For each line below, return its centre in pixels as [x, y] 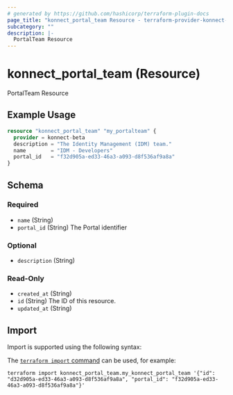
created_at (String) [44, 293]
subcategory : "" [31, 26]
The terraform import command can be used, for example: [92, 361]
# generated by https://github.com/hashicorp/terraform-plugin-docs [108, 14]
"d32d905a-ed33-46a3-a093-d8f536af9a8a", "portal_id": [88, 380]
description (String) [46, 261]
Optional [22, 245]
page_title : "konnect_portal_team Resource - [74, 20]
